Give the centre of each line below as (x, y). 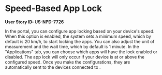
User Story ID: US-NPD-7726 (35, 22)
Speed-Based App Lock (54, 8)
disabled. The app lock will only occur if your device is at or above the (75, 57)
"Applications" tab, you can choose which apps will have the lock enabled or (81, 52)
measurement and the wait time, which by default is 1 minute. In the (72, 46)
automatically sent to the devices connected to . (53, 67)
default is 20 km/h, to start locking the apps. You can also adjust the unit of (80, 41)
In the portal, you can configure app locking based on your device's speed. (80, 31)
